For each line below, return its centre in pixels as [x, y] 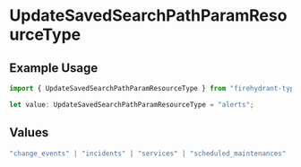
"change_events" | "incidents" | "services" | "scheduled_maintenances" [148, 154]
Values [29, 132]
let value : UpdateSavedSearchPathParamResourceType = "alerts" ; [132, 104]
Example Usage [54, 68]
